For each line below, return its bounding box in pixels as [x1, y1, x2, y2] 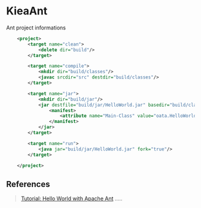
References [6, 179, 50, 189]
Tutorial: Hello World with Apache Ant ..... [20, 195, 123, 202]
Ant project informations [6, 24, 66, 31]
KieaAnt [6, 4, 48, 18]
